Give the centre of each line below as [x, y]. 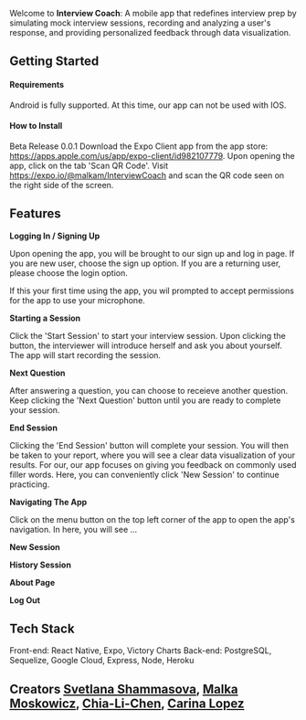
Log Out [25, 600]
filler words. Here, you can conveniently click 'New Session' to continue [145, 474]
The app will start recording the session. [85, 355]
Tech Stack [42, 629]
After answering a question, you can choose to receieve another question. [149, 390]
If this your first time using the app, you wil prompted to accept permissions [152, 291]
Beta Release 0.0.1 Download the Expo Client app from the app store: [139, 146]
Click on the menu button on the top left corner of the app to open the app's [152, 519]
